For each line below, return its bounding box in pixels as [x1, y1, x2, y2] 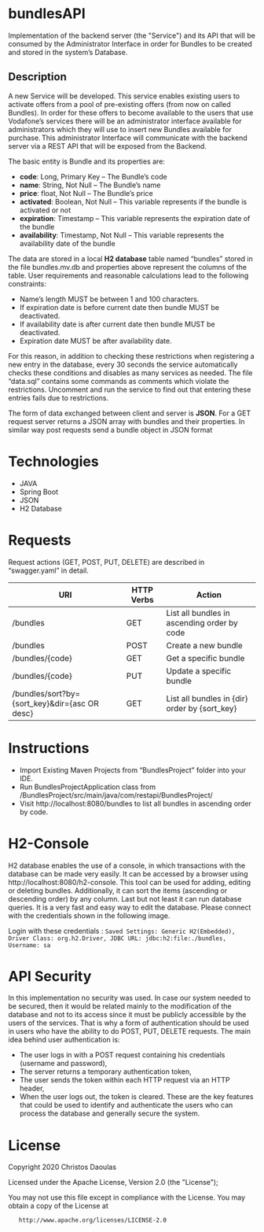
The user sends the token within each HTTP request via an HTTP [19, 1075, 230, 1085]
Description [8, 70, 67, 83]
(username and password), [19, 1059, 108, 1068]
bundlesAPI [8, 5, 86, 23]
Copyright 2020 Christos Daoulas [8, 1162, 116, 1172]
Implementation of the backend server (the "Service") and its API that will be [8, 31, 255, 40]
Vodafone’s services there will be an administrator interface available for [8, 116, 242, 126]
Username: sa [8, 941, 51, 949]
